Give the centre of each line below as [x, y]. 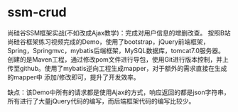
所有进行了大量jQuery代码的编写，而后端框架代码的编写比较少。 [101, 101]
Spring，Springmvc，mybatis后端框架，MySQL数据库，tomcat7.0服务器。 [116, 50]
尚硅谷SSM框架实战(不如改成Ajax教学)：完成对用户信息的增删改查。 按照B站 [119, 33]
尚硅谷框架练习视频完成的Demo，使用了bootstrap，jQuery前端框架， [108, 41]
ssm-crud [37, 12]
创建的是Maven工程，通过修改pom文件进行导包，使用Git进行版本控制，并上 [118, 59]
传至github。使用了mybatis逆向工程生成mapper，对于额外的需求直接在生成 [117, 68]
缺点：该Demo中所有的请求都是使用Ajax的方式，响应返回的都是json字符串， [119, 92]
